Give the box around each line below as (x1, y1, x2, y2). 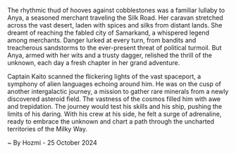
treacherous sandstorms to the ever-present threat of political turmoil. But (7, 44, 222, 52)
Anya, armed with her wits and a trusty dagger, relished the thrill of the (7, 51, 213, 59)
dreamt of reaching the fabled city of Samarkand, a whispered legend (7, 28, 210, 37)
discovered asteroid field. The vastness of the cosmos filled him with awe (7, 95, 221, 103)
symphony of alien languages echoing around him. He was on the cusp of (7, 80, 222, 88)
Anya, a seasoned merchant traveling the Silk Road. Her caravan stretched (7, 13, 223, 22)
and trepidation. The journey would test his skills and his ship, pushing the (7, 102, 223, 110)
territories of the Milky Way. (7, 125, 88, 133)
